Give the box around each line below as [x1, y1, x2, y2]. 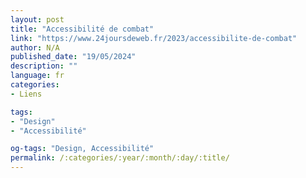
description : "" [10, 61, 78, 71]
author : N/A [10, 42, 60, 53]
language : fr [10, 71, 65, 81]
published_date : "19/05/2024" [10, 52, 137, 62]
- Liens [10, 89, 43, 99]
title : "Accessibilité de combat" [10, 24, 155, 34]
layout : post [10, 14, 65, 25]
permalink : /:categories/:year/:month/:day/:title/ [10, 153, 230, 163]
